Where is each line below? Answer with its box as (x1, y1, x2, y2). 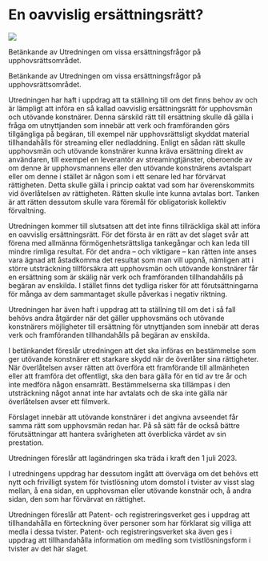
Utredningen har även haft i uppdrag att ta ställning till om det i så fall (8, 304, 236, 314)
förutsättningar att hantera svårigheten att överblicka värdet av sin (8, 429, 226, 439)
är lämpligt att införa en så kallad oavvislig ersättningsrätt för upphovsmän (8, 103, 253, 113)
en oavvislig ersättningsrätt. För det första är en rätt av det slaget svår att (8, 230, 250, 239)
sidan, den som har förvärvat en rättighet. (8, 494, 146, 503)
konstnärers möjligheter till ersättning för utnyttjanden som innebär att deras (8, 322, 260, 331)
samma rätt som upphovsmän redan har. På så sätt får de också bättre (8, 420, 240, 430)
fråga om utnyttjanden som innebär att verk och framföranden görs (8, 120, 230, 130)
